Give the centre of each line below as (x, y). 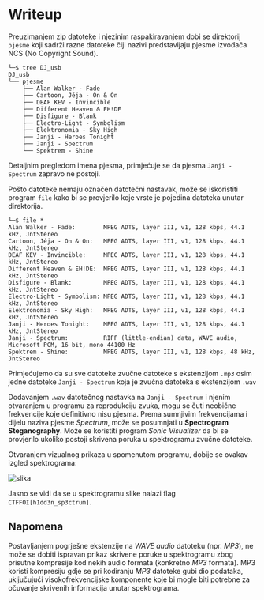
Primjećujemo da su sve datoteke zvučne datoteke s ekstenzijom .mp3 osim (130, 373)
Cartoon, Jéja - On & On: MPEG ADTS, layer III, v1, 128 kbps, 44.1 (126, 241)
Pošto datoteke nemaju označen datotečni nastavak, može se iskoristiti (123, 189)
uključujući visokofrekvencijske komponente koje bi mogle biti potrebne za (129, 579)
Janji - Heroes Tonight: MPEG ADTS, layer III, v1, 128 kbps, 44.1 (126, 324)
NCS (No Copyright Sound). (53, 53)
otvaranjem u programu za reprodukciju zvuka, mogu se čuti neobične (122, 406)
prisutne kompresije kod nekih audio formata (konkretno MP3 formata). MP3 (132, 562)
